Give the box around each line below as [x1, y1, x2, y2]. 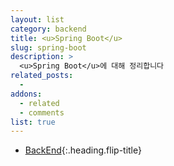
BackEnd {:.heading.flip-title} [24, 144, 142, 156]
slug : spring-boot [10, 42, 87, 53]
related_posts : [10, 71, 74, 81]
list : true [10, 117, 56, 127]
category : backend [10, 24, 87, 34]
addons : [10, 89, 43, 99]
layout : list [10, 14, 65, 25]
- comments [19, 107, 65, 118]
